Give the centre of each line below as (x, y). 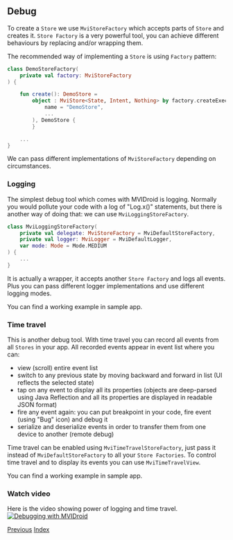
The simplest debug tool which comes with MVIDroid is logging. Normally (112, 199)
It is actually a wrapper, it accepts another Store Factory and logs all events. (116, 278)
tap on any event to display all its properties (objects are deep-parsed (117, 390)
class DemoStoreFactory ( (43, 69)
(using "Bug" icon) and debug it (62, 419)
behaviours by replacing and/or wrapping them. (75, 43)
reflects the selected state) (56, 383)
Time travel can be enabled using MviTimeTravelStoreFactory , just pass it (112, 448)
